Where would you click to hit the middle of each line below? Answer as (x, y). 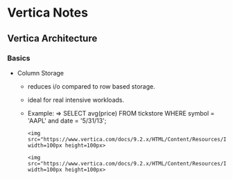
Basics (19, 58)
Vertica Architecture (52, 38)
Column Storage (41, 73)
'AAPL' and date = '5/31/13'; (67, 120)
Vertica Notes (48, 13)
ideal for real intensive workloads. (76, 100)
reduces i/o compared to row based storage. (91, 86)
